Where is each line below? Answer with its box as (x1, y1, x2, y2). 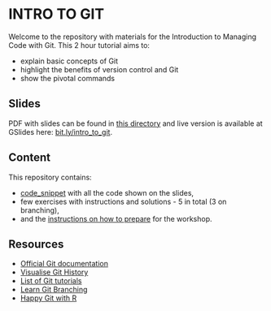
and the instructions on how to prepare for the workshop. (20, 214, 213, 223)
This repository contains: (8, 172, 92, 182)
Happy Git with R (20, 293, 77, 303)
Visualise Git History (20, 267, 89, 277)
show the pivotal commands (20, 73, 116, 83)
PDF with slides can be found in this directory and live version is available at (8, 119, 263, 128)
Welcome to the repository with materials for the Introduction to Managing (8, 32, 257, 41)
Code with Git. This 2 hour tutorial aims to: (8, 40, 151, 50)
